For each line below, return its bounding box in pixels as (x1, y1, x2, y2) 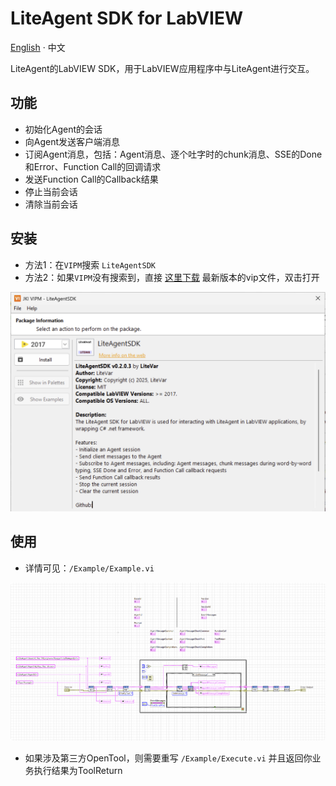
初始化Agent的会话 (24, 123, 103, 135)
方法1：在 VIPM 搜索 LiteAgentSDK (24, 258, 156, 271)
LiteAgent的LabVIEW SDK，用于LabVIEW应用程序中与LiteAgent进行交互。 (10, 62, 315, 74)
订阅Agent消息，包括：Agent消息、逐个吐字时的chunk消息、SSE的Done (24, 148, 323, 160)
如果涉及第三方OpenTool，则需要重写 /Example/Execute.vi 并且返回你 (24, 752, 313, 764)
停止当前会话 (24, 185, 78, 197)
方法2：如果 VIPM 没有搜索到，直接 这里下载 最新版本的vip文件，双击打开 (24, 271, 320, 283)
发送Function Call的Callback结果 (24, 173, 159, 185)
